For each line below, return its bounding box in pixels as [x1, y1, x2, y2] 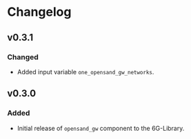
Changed [7, 52, 39, 62]
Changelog [7, 4, 72, 20]
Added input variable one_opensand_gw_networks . [17, 67, 154, 76]
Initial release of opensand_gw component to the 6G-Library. [17, 124, 185, 132]
